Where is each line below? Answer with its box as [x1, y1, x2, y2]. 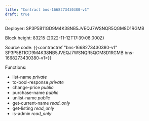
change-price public [12, 84, 54, 90]
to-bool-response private [12, 79, 64, 85]
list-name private [12, 74, 47, 80]
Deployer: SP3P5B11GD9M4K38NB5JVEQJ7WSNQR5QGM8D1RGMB [5, 25, 145, 31]
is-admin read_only [12, 110, 52, 116]
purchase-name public [12, 90, 59, 95]
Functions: [5, 64, 27, 70]
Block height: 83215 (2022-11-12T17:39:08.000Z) [5, 35, 105, 41]
